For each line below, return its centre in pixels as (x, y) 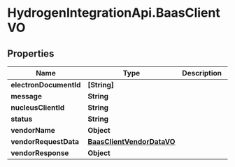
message (26, 96)
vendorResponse (40, 153)
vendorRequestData (45, 141)
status (22, 119)
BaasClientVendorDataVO (131, 141)
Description (202, 73)
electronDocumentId (46, 85)
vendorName (33, 130)
